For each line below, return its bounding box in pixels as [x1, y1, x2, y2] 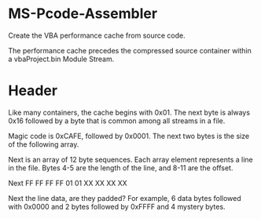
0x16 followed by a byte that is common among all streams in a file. [8, 115, 226, 126]
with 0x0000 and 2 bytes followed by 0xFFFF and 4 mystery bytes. [8, 202, 226, 211]
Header [8, 82, 57, 100]
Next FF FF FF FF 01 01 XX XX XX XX [8, 178, 127, 188]
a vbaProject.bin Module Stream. [8, 54, 115, 64]
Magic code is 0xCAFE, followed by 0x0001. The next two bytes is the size [8, 131, 250, 141]
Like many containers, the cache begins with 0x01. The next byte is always [8, 108, 250, 117]
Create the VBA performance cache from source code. [8, 31, 186, 40]
